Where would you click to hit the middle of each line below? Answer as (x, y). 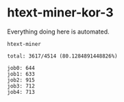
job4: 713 (21, 92)
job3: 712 (21, 86)
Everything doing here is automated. (58, 31)
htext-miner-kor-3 (60, 13)
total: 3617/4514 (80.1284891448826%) (62, 56)
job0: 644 (21, 68)
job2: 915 (21, 80)
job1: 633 (21, 74)
